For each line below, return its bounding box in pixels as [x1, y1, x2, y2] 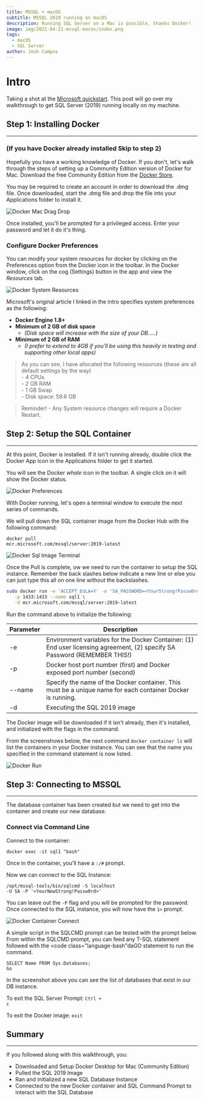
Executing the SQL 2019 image [46, 703, 135, 712]
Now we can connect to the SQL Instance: [6, 871, 112, 878]
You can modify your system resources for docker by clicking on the [6, 255, 178, 263]
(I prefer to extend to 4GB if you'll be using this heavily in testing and [24, 342, 197, 350]
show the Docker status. [6, 475, 67, 483]
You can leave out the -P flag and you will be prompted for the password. [6, 899, 189, 906]
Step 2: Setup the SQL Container [6, 429, 132, 439]
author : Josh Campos [6, 49, 59, 55]
